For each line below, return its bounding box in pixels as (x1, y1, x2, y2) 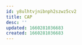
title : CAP (6, 14, 33, 20)
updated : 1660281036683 (6, 25, 64, 31)
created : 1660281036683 (6, 30, 64, 36)
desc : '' (6, 19, 27, 25)
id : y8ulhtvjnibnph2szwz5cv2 (6, 8, 77, 15)
